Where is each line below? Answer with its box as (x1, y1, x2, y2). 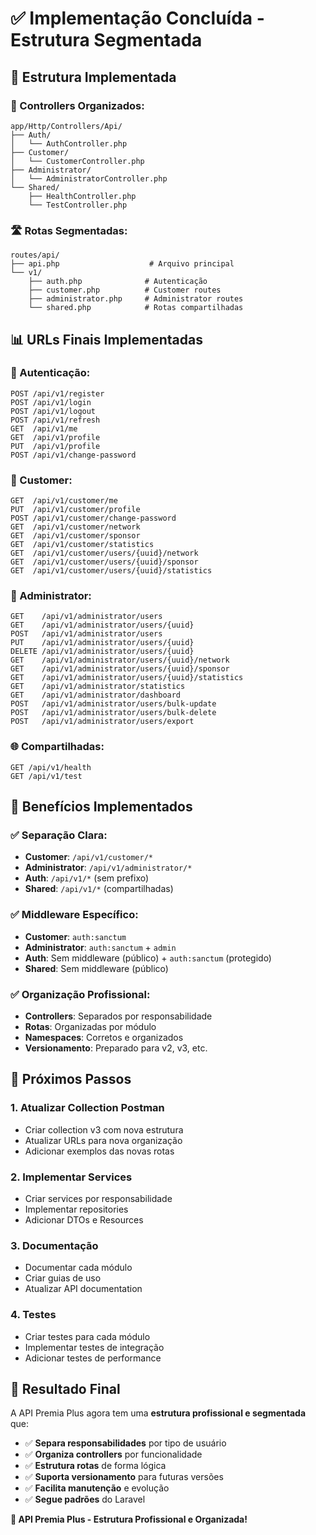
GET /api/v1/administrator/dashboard (10, 690, 182, 701)
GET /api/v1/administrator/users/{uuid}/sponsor (10, 664, 230, 674)
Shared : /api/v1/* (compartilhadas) (24, 883, 174, 895)
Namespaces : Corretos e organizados (24, 1032, 184, 1044)
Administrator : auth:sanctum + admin (24, 941, 177, 953)
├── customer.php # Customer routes (28, 285, 222, 296)
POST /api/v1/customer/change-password (10, 513, 177, 524)
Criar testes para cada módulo (24, 1330, 151, 1342)
